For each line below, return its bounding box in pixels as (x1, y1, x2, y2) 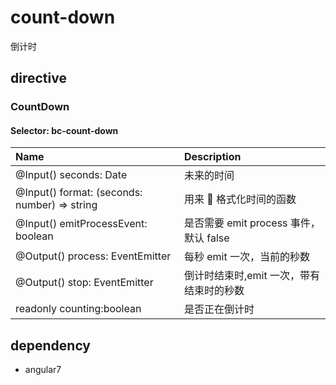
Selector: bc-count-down (10, 124, 119, 136)
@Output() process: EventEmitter (15, 249, 172, 263)
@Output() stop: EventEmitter (15, 276, 154, 290)
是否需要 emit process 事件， (183, 216, 321, 230)
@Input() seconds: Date (15, 168, 128, 182)
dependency (10, 337, 92, 354)
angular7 (24, 364, 62, 376)
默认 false (183, 231, 230, 245)
